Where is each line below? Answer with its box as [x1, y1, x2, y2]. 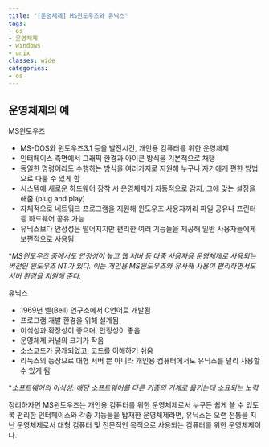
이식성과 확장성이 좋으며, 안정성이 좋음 [19, 325, 141, 335]
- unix [8, 49, 31, 57]
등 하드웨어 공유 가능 [19, 214, 85, 224]
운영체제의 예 [8, 104, 70, 118]
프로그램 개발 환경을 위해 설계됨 [19, 316, 119, 325]
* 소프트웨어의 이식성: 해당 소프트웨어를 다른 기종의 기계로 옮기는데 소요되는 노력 [8, 383, 259, 393]
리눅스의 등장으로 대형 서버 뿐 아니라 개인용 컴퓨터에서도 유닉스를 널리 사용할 [19, 356, 261, 366]
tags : [8, 19, 26, 27]
